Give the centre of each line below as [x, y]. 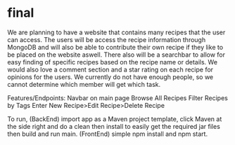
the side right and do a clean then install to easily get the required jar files [114, 126]
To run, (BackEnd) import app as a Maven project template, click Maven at [115, 119]
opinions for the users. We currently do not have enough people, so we [110, 77]
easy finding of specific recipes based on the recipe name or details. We [113, 62]
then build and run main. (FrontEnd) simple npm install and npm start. [108, 134]
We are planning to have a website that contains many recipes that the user [116, 32]
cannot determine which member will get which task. [84, 84]
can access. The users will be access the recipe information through [107, 39]
